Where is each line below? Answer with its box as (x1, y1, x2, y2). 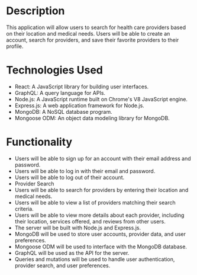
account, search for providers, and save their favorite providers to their (6, 36, 179, 43)
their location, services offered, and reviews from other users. (14, 218, 166, 225)
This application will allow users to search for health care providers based (6, 24, 186, 31)
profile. (6, 43, 24, 50)
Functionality (6, 135, 73, 149)
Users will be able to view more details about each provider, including (14, 212, 185, 219)
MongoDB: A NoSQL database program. (14, 108, 112, 115)
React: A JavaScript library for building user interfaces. (14, 83, 149, 90)
